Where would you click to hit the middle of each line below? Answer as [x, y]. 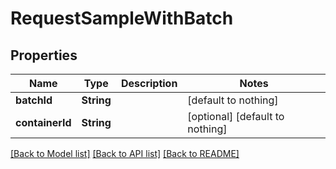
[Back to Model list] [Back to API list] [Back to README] [125, 153]
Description [149, 83]
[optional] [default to [236, 116]
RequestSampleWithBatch [122, 18]
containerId [43, 122]
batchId [34, 100]
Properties [44, 55]
